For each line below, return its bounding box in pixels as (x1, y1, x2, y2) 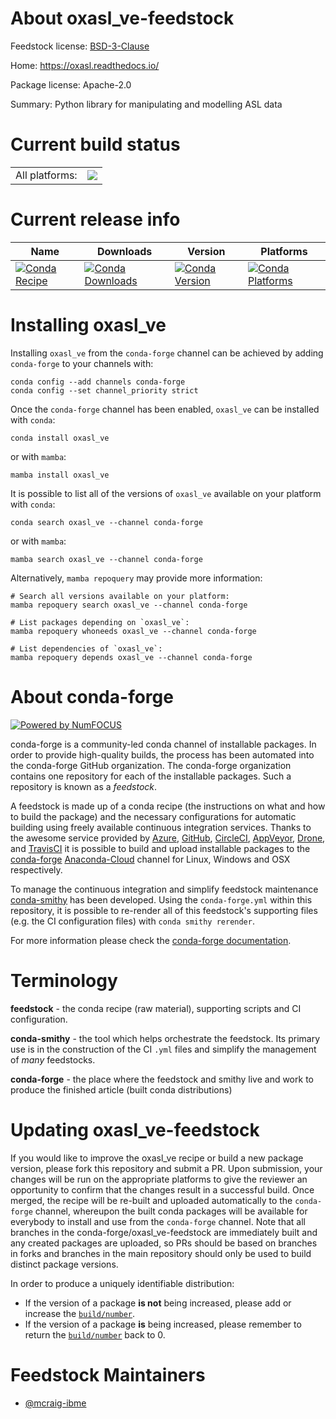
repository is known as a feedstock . (10, 780, 158, 792)
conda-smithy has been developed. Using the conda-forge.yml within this (10, 893, 313, 906)
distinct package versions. (10, 1258, 119, 1270)
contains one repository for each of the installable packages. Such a (10, 770, 292, 782)
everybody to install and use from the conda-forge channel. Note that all (10, 1215, 306, 1227)
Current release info (10, 208, 181, 231)
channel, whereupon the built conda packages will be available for (34, 1205, 308, 1217)
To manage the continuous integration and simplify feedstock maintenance (10, 883, 319, 895)
